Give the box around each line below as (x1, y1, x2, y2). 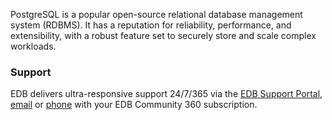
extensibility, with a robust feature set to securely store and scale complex (10, 30, 317, 41)
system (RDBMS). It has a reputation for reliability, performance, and (10, 19, 292, 31)
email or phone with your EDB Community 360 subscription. (10, 99, 258, 111)
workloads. (10, 40, 57, 52)
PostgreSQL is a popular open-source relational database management (10, 9, 303, 20)
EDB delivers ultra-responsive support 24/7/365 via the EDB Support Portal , (10, 88, 323, 100)
